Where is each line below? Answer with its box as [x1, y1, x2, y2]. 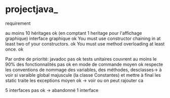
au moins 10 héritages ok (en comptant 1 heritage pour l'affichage [5, 30, 142, 36]
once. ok [5, 46, 24, 52]
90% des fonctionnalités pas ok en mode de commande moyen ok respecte [5, 61, 163, 67]
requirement [5, 20, 31, 26]
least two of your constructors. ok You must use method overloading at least [5, 40, 165, 46]
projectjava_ [5, 4, 58, 15]
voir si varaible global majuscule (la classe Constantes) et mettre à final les [5, 72, 161, 78]
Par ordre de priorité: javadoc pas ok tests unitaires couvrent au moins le [5, 56, 157, 62]
